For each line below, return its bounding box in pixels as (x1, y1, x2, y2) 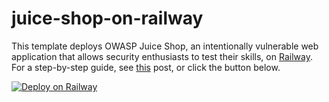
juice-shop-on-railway (11, 7, 204, 30)
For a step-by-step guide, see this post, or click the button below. (11, 61, 281, 73)
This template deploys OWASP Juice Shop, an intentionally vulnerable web (11, 40, 319, 52)
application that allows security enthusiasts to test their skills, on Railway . (11, 50, 313, 62)
